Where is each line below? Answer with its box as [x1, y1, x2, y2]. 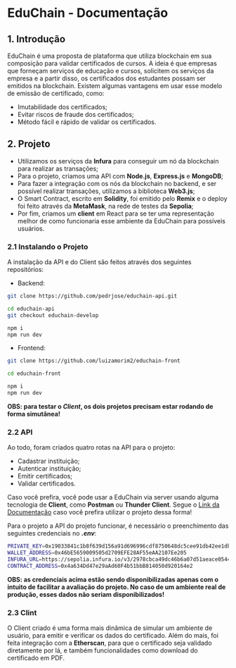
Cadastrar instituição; [17, 457, 80, 466]
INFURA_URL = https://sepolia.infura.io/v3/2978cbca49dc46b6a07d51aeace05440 [7, 556, 234, 563]
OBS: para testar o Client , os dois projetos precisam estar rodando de [7, 402, 214, 410]
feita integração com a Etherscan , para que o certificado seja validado [7, 639, 212, 648]
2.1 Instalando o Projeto [7, 242, 88, 252]
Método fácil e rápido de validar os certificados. [17, 118, 157, 126]
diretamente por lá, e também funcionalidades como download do [7, 646, 198, 655]
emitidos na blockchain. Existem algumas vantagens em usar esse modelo [7, 82, 223, 89]
